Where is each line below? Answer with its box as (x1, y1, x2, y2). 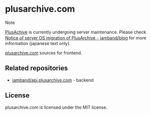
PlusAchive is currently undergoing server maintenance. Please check (5, 29, 147, 35)
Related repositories (5, 64, 68, 72)
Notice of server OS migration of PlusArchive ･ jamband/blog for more (5, 35, 147, 41)
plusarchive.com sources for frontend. (5, 50, 82, 56)
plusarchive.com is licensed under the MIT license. (5, 104, 108, 110)
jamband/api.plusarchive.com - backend (12, 77, 94, 83)
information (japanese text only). (5, 40, 71, 46)
